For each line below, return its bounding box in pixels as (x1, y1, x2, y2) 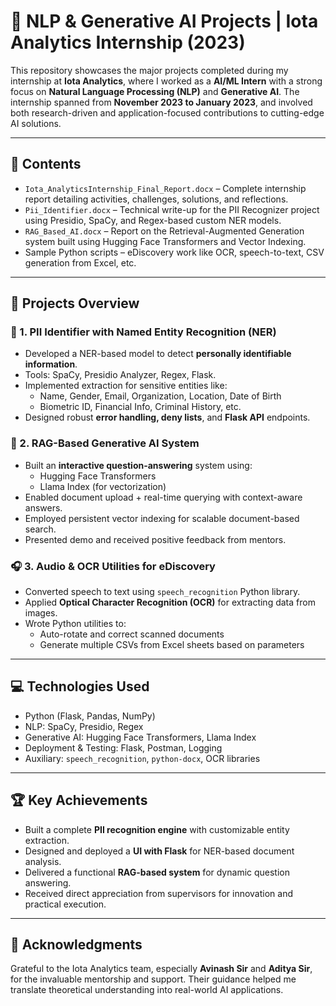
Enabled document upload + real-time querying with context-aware (24, 491, 303, 503)
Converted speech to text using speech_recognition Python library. (24, 586, 301, 598)
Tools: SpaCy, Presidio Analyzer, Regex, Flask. (24, 369, 217, 381)
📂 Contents (10, 156, 82, 173)
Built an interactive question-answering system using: (24, 459, 253, 471)
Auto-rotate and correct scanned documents (39, 628, 225, 640)
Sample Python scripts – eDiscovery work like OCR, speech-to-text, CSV (24, 246, 325, 258)
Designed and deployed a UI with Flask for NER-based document (24, 845, 295, 857)
